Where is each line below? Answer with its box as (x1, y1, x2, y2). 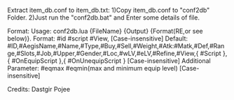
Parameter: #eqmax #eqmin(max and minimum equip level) (7, 64, 178, 72)
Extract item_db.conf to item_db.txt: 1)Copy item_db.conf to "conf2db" (7, 6, 210, 14)
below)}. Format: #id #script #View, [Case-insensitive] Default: (7, 34, 188, 43)
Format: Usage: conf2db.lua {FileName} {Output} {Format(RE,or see (7, 27, 203, 35)
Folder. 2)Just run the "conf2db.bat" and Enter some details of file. (7, 13, 200, 22)
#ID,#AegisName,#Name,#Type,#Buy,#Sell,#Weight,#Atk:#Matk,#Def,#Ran (7, 42, 225, 50)
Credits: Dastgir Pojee (7, 85, 71, 93)
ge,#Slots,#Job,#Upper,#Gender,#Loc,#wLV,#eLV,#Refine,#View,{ (7, 49, 199, 57)
